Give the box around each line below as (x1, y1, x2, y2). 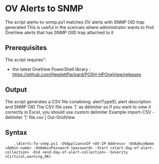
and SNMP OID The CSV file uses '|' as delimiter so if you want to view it (5, 104, 151, 110)
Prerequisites (5, 44, 47, 52)
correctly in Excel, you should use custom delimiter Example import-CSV (5, 109, 152, 115)
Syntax (5, 128, 27, 137)
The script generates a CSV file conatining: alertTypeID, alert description (5, 98, 152, 104)
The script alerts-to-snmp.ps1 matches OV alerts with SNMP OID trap (5, 19, 145, 25)
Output (5, 86, 27, 94)
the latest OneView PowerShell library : (12, 66, 91, 72)
